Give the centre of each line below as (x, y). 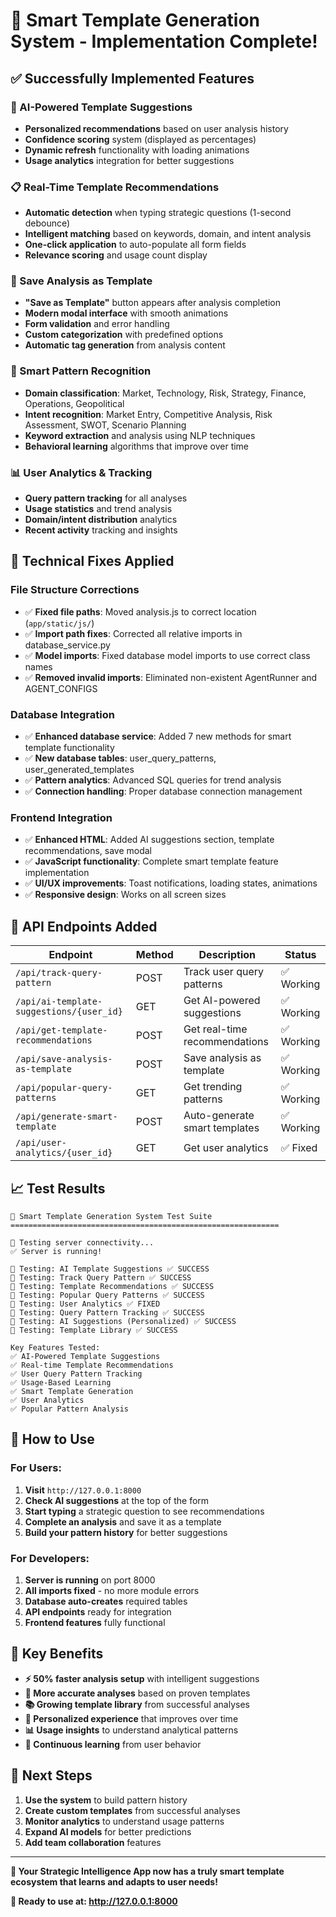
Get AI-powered (222, 1001)
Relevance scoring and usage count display (116, 255)
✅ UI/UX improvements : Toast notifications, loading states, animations (171, 883)
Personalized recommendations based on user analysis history (156, 128)
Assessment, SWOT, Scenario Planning (105, 425)
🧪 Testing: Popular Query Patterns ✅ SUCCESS (107, 1295)
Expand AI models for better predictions (108, 1831)
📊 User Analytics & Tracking (81, 472)
